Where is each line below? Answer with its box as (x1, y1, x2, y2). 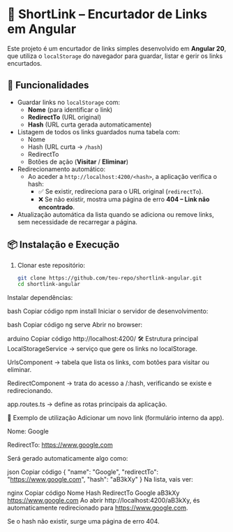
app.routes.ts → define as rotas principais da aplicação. (7, 400, 167, 408)
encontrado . (38, 203, 75, 211)
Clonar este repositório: (17, 261, 86, 269)
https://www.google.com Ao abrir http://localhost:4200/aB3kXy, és (7, 496, 200, 505)
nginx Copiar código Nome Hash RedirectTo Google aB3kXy (7, 489, 180, 497)
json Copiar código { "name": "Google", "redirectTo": (7, 468, 159, 476)
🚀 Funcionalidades (7, 80, 89, 92)
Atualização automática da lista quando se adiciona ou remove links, (17, 210, 214, 219)
